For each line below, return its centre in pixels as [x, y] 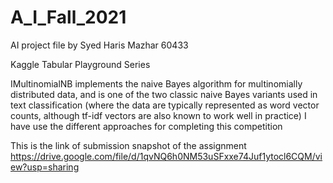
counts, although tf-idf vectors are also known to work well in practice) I [158, 115]
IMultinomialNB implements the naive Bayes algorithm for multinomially [156, 83]
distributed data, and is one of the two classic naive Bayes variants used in [164, 94]
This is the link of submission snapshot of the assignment [128, 145]
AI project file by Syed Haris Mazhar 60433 [99, 45]
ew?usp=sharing [45, 167]
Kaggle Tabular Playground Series [80, 64]
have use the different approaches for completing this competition [146, 126]
